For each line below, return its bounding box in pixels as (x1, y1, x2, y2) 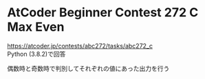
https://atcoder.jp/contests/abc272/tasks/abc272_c (7, 42, 153, 50)
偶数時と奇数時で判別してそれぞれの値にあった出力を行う (7, 64, 170, 72)
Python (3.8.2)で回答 (7, 50, 66, 58)
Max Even (7, 19, 65, 35)
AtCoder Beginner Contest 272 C (7, 5, 199, 20)
